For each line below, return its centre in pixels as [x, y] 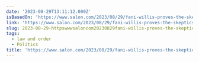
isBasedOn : [20, 17]
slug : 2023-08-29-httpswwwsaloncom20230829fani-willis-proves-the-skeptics [102, 28]
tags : [13, 34]
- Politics [25, 45]
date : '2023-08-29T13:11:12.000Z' [49, 12]
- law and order [31, 39]
